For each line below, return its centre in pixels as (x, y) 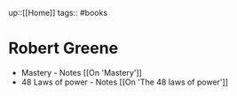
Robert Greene (63, 48)
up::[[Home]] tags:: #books (58, 13)
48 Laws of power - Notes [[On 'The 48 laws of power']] (124, 82)
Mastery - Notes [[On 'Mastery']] (82, 72)
